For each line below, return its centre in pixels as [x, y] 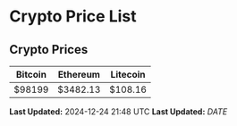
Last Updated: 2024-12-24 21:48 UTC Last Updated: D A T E [118, 112]
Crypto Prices [49, 50]
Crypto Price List [73, 17]
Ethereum [79, 75]
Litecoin [128, 75]
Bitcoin [31, 75]
